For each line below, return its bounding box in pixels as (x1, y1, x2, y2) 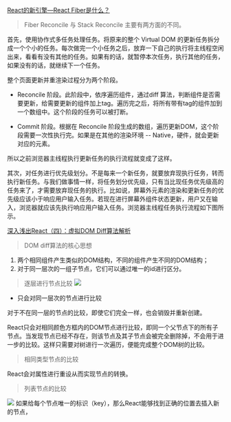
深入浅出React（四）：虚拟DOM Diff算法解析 (7, 227, 131, 234)
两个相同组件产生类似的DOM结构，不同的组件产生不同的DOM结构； (16, 256, 209, 264)
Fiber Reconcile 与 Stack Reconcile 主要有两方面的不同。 (23, 21, 186, 29)
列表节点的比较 (23, 385, 67, 392)
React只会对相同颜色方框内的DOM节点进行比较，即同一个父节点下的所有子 (7, 323, 219, 331)
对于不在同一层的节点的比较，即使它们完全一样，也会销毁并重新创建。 (7, 309, 206, 316)
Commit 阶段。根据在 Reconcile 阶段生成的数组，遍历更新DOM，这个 (16, 123, 213, 130)
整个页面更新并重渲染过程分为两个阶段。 (7, 76, 122, 84)
